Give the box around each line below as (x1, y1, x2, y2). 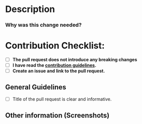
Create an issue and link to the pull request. (12, 68, 105, 74)
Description (5, 4, 55, 15)
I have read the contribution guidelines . (12, 62, 97, 68)
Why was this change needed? (5, 22, 82, 29)
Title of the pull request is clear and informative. (12, 96, 112, 102)
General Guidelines (5, 83, 66, 91)
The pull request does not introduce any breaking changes (12, 57, 137, 63)
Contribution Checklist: (5, 40, 105, 51)
